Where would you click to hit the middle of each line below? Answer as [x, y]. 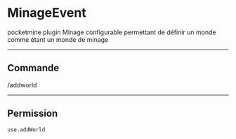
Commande [33, 68]
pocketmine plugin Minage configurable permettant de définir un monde [112, 32]
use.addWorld [26, 130]
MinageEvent [47, 13]
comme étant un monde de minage [58, 39]
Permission [33, 114]
